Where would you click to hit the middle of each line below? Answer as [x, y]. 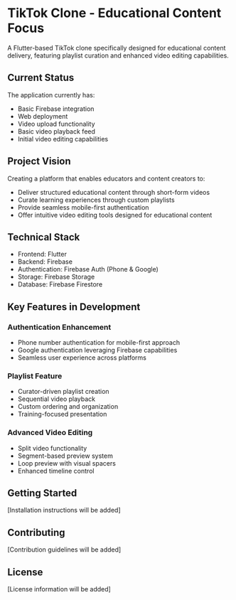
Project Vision [39, 161]
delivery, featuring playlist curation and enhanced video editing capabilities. [118, 55]
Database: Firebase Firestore [60, 284]
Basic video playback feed [57, 131]
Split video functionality [52, 448]
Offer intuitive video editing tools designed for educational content [115, 215]
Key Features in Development [74, 307]
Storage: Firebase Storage [56, 277]
